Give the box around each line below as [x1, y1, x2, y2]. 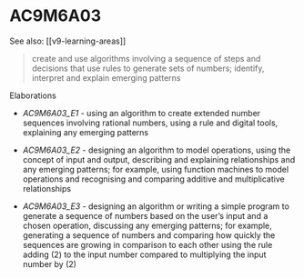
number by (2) [22, 258, 77, 269]
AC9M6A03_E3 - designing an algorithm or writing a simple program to [22, 201, 289, 212]
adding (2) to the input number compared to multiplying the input [22, 249, 267, 260]
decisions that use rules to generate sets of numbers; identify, [31, 63, 265, 74]
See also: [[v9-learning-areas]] [9, 35, 127, 46]
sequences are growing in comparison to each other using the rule [22, 239, 273, 250]
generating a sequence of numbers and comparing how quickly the [22, 229, 276, 241]
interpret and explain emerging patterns [31, 72, 181, 83]
